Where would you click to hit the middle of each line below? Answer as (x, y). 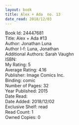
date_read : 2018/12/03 (28, 19)
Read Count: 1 (19, 112)
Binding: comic (20, 80)
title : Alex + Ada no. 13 (33, 14)
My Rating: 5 (18, 64)
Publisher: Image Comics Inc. (35, 75)
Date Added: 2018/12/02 (30, 102)
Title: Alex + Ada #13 (26, 38)
